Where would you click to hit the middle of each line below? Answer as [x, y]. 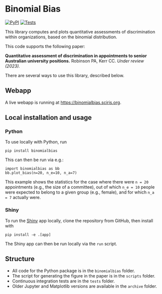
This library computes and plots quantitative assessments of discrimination [80, 32]
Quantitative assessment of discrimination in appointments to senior [76, 56]
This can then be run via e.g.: [34, 160]
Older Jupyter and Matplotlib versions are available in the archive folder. [84, 286]
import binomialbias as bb [32, 169]
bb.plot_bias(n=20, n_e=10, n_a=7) [41, 173]
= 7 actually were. [23, 197]
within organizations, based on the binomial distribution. [61, 37]
